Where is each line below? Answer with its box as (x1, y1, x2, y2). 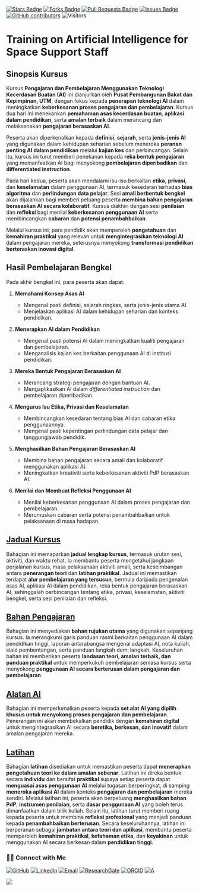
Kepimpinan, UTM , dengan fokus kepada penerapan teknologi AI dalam (6, 97, 184, 104)
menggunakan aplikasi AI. (23, 463, 87, 470)
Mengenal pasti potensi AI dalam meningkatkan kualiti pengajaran (23, 337, 185, 344)
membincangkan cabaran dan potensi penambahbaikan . (6, 215, 147, 222)
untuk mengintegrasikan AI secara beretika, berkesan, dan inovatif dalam (6, 723, 188, 731)
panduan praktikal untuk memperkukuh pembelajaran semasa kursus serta (6, 659, 191, 666)
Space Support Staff (6, 45, 109, 59)
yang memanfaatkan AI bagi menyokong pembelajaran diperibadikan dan (6, 159, 188, 166)
